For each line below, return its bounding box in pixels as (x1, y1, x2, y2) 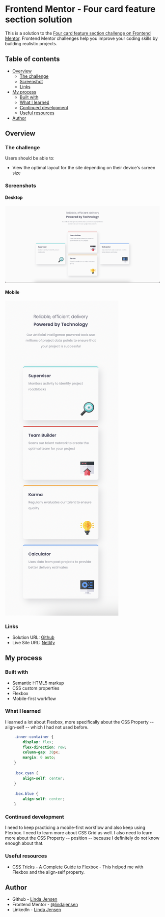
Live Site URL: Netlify (12, 639, 55, 645)
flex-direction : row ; (23, 745, 67, 750)
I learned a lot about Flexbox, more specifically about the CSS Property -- (5, 719, 154, 725)
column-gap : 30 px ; (23, 750, 60, 755)
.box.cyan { (14, 770, 38, 776)
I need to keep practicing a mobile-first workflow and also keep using (5, 824, 146, 830)
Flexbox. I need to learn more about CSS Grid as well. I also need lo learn (5, 830, 153, 836)
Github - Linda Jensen (12, 896, 57, 902)
